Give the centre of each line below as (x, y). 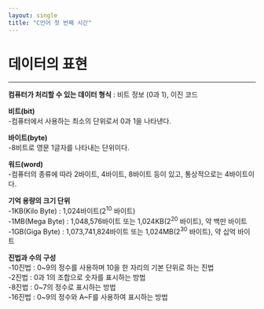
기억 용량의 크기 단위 (39, 200)
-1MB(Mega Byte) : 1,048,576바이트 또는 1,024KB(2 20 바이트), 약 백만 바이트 (128, 221)
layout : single (33, 15)
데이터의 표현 (48, 64)
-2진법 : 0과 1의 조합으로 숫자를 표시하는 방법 (77, 278)
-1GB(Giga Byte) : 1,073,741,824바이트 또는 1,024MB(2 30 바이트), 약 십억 (122, 230)
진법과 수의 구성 (32, 258)
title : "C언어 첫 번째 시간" (50, 23)
